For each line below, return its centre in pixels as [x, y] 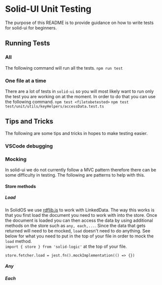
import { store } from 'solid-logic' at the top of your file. [66, 246]
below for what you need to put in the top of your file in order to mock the [79, 236]
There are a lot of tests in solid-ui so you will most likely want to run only [80, 91]
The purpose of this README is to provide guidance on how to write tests [79, 23]
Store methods [21, 186]
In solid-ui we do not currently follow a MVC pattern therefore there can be [81, 170]
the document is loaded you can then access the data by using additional [79, 220]
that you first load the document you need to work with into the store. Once [81, 215]
